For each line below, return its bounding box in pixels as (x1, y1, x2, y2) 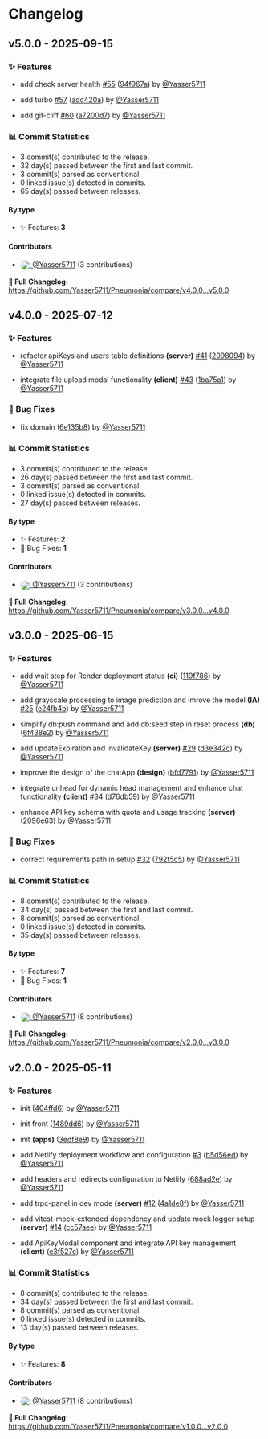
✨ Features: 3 (19, 223, 66, 232)
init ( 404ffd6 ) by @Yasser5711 (19, 1104, 120, 1113)
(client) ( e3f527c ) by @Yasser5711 (19, 1247, 134, 1256)
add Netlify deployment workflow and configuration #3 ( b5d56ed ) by (19, 1150, 249, 1160)
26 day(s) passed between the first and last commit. (19, 472, 193, 483)
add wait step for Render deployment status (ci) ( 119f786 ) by (19, 671, 221, 680)
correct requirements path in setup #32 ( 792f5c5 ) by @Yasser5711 (19, 854, 241, 864)
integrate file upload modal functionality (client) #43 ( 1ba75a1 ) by (19, 375, 237, 384)
